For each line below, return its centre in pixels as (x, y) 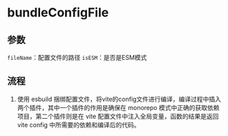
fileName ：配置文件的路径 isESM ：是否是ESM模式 (77, 57)
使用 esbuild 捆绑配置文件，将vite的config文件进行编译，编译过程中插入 (119, 99)
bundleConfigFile (58, 13)
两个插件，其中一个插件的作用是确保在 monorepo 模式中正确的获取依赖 (118, 107)
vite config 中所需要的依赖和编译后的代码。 (78, 124)
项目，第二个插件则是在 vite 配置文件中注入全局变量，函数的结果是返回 (118, 116)
